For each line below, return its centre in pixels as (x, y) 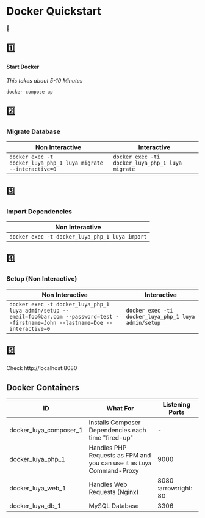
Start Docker (23, 67)
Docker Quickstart (54, 11)
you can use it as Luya (120, 463)
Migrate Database (34, 131)
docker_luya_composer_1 (46, 431)
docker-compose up (30, 92)
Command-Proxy (114, 471)
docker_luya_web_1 (38, 489)
